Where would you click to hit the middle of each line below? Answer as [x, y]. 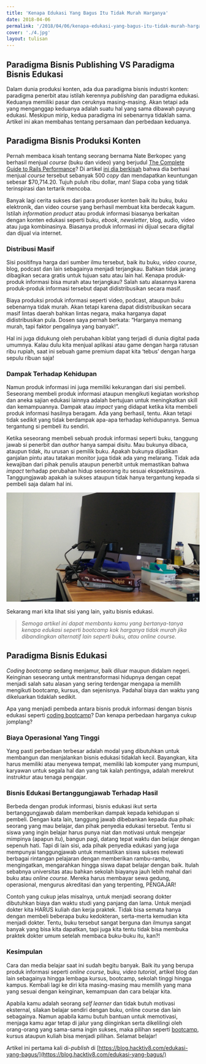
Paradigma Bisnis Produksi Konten [74, 141]
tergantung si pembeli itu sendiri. [48, 427]
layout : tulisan [27, 39]
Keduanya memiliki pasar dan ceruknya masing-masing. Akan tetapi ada [97, 102]
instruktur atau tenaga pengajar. [47, 777]
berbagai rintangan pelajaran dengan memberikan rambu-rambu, [88, 859]
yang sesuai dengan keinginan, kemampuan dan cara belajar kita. [89, 991]
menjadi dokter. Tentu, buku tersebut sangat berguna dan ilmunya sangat [99, 923]
